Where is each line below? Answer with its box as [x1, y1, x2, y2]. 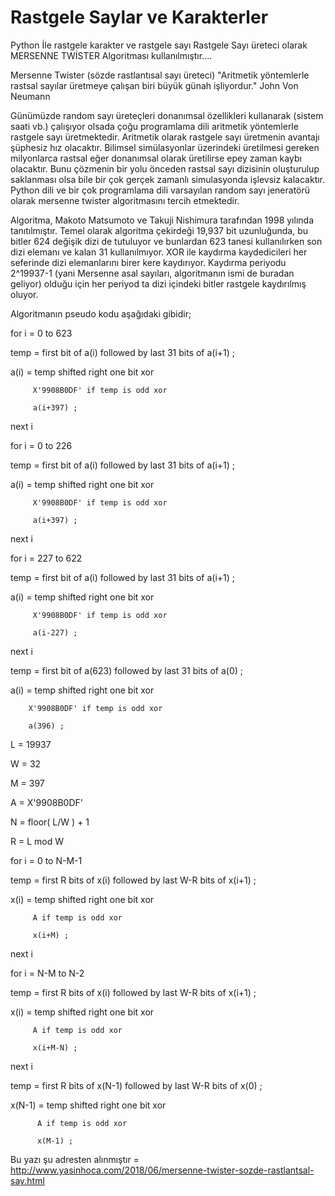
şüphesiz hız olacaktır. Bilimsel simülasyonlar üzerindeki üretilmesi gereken [10, 141, 320, 153]
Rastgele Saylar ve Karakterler [10, 6, 269, 29]
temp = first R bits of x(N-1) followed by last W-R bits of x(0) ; [10, 1079, 263, 1091]
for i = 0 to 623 [10, 327, 73, 339]
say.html [10, 1174, 45, 1186]
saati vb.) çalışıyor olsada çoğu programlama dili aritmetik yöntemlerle [10, 120, 299, 132]
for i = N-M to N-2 [10, 967, 85, 979]
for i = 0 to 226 [10, 439, 73, 451]
